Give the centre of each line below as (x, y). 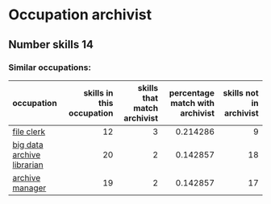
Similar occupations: (50, 67)
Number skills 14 (51, 45)
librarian (28, 165)
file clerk (29, 132)
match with (193, 103)
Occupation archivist (80, 15)
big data (28, 145)
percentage (192, 92)
